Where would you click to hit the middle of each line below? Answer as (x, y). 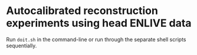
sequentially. (22, 46)
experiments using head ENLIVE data (99, 23)
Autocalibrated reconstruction (82, 11)
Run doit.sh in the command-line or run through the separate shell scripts (96, 39)
